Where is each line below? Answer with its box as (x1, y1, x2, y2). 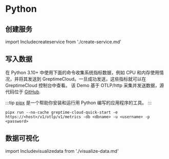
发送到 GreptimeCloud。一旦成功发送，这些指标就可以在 (27, 75, 146, 82)
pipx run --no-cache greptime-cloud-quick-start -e (5, 110, 118, 115)
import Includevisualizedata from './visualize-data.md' (5, 148, 119, 154)
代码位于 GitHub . (5, 88, 41, 95)
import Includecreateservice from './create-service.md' (5, 39, 121, 45)
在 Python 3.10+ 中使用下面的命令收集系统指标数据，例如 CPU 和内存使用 (5, 69, 160, 75)
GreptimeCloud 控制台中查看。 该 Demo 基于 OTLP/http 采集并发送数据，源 (5, 82, 164, 88)
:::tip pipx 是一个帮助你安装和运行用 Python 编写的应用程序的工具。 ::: (5, 100, 152, 106)
